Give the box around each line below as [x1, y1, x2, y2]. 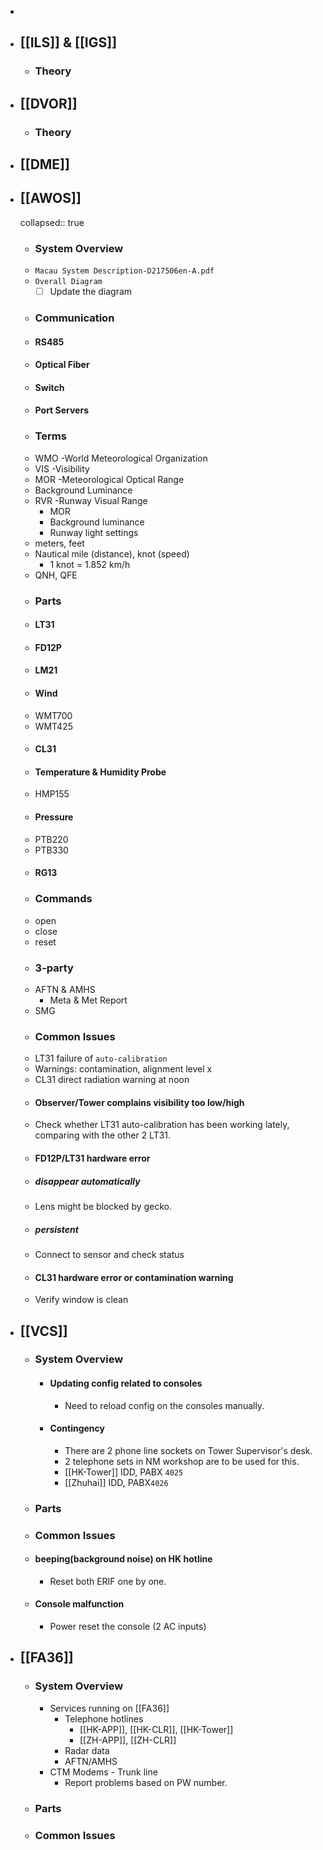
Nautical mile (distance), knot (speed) [34, 547, 190, 560]
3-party [34, 961, 74, 975]
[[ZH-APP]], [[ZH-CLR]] [79, 1734, 177, 1746]
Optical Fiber [34, 359, 90, 371]
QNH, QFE [34, 569, 78, 581]
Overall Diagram [34, 277, 103, 287]
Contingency [49, 1422, 105, 1435]
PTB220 [34, 833, 69, 845]
